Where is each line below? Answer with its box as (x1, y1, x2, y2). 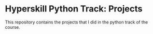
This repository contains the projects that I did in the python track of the (5, 19, 148, 25)
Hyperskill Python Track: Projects (5, 3, 143, 14)
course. (5, 24, 20, 30)
